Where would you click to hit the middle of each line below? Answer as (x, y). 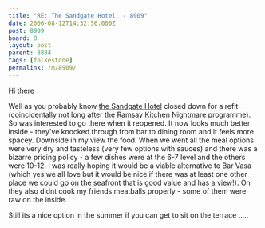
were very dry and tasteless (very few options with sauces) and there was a (133, 148)
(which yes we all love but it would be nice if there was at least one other (128, 174)
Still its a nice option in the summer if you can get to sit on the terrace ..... (129, 215)
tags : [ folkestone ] (41, 61)
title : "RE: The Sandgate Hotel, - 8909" (78, 16)
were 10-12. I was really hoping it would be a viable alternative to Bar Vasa (130, 166)
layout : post (30, 46)
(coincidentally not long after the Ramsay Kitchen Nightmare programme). (130, 114)
